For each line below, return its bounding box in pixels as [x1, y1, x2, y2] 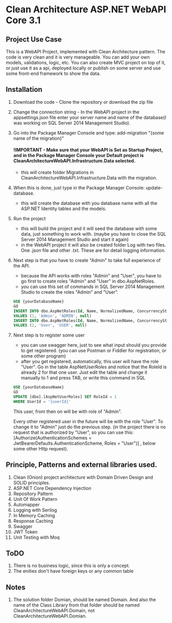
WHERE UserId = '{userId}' [13, 399, 71, 404]
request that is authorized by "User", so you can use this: [13, 429, 134, 435]
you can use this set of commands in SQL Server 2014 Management [20, 284, 165, 290]
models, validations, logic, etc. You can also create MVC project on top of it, [6, 60, 166, 65]
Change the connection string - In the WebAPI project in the [13, 109, 140, 115]
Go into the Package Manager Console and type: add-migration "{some [13, 129, 164, 136]
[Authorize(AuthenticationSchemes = [13, 435, 92, 441]
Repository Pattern [13, 490, 53, 497]
